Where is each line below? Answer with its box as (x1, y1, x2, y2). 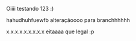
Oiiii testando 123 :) (6, 5, 54, 12)
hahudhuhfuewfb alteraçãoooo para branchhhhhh (6, 17, 131, 23)
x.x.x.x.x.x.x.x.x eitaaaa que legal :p (6, 28, 94, 35)
